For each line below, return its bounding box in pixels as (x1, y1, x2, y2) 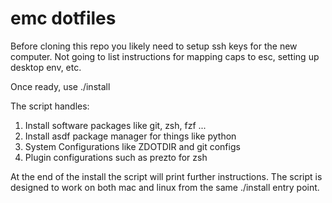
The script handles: (10, 100, 90, 112)
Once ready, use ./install (10, 80, 111, 92)
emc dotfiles (10, 7, 117, 30)
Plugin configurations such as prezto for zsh (24, 151, 208, 163)
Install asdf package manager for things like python (24, 130, 237, 142)
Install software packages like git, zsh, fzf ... (24, 119, 207, 131)
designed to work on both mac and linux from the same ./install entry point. (10, 181, 320, 193)
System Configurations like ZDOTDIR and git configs (24, 140, 241, 152)
